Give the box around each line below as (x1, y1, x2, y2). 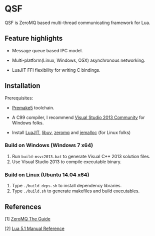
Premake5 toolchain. (11, 104, 54, 110)
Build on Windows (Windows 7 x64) (4, 142, 93, 149)
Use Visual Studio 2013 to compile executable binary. (11, 159, 122, 165)
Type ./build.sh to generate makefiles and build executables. (11, 188, 140, 194)
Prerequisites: (4, 95, 33, 101)
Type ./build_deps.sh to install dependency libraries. (11, 183, 122, 189)
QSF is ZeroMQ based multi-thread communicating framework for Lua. (4, 20, 150, 26)
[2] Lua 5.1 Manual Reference (4, 225, 64, 231)
